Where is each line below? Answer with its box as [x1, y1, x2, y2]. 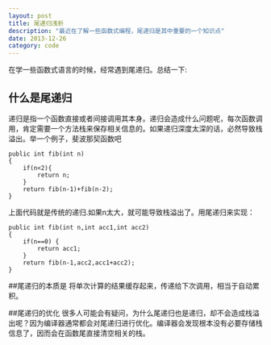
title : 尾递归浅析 [8, 19, 65, 27]
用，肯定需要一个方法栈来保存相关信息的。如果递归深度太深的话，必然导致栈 [8, 123, 263, 133]
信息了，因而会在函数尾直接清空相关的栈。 [8, 328, 150, 338]
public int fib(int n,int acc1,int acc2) [8, 223, 150, 231]
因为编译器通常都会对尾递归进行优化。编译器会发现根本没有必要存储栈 [29, 318, 263, 327]
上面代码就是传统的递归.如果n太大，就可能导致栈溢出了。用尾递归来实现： [8, 207, 256, 217]
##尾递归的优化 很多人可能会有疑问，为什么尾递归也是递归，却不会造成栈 [8, 308, 252, 318]
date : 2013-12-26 [8, 34, 67, 43]
